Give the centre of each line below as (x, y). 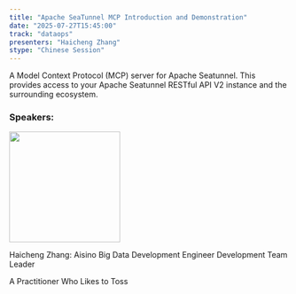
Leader (22, 264)
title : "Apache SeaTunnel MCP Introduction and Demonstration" (129, 17)
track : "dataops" (41, 34)
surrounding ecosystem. (54, 95)
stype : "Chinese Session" (57, 50)
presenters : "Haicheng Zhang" (65, 42)
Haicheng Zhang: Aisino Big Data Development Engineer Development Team (148, 255)
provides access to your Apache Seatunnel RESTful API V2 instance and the (148, 85)
